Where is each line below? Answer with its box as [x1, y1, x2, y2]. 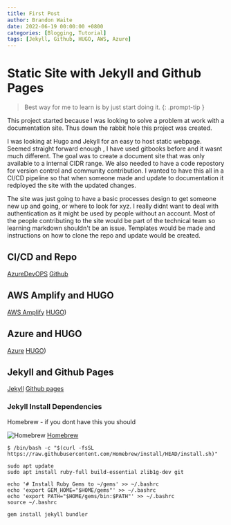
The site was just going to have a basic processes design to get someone [7, 195, 216, 203]
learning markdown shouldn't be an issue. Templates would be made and [7, 224, 216, 232]
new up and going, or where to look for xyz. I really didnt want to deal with [7, 202, 219, 211]
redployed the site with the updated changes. [7, 181, 136, 190]
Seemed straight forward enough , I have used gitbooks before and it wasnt [7, 144, 223, 153]
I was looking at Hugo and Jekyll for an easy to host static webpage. [7, 137, 202, 146]
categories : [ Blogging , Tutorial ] [7, 29, 107, 37]
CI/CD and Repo [7, 251, 77, 263]
